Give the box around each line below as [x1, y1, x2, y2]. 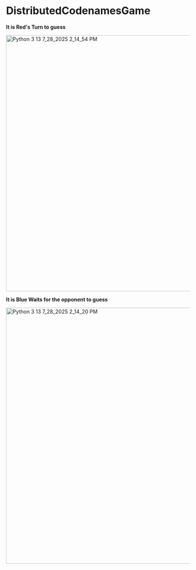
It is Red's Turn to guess [6, 23, 66, 30]
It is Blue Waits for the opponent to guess [6, 296, 108, 303]
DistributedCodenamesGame [6, 4, 150, 18]
